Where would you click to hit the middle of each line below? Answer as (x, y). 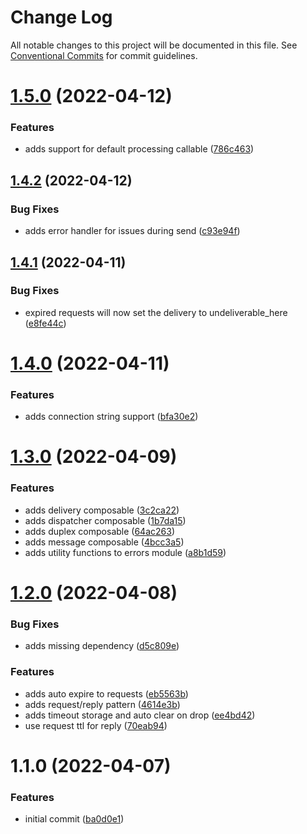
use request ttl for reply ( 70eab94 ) (96, 725)
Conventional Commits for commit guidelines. (104, 55)
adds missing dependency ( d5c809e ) (102, 646)
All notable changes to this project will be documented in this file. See (154, 45)
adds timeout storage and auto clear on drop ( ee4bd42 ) (140, 715)
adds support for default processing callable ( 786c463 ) (139, 149)
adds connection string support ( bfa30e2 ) (111, 417)
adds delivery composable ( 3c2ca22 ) (102, 510)
